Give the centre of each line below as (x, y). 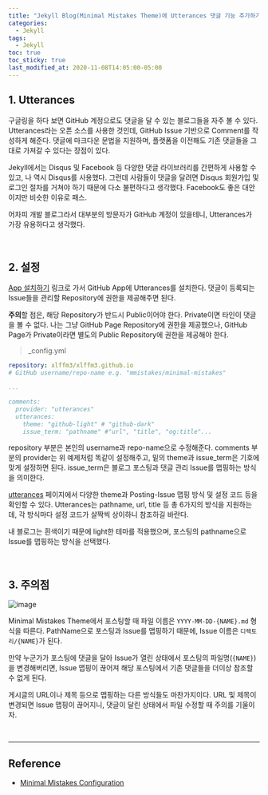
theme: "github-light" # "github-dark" (89, 424)
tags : (17, 38)
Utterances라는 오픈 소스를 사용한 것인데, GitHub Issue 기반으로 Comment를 (129, 130)
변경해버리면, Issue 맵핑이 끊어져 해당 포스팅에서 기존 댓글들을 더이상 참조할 (135, 668)
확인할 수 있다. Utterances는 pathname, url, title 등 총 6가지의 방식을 (116, 505)
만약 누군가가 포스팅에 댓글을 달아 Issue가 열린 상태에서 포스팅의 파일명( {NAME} (131, 658)
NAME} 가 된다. (41, 641)
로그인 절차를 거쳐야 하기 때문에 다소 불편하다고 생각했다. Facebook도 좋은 (124, 187)
